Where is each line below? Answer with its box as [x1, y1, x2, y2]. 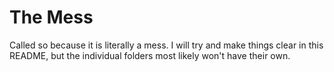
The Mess [9, 6, 94, 29]
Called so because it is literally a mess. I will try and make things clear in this [9, 39, 324, 51]
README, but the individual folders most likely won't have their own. [9, 49, 291, 61]
